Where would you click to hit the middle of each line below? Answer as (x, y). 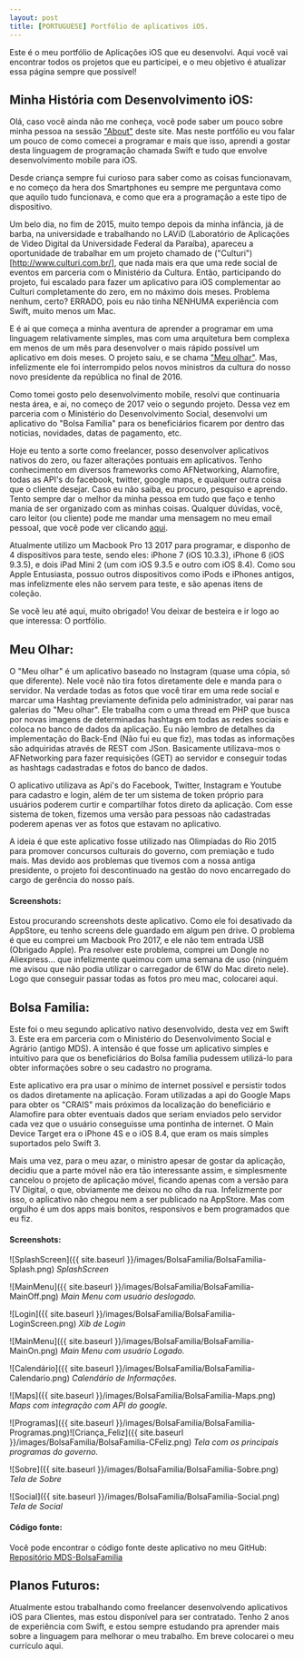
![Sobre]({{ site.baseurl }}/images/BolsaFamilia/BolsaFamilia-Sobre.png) (144, 1469)
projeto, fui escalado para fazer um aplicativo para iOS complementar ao (145, 282)
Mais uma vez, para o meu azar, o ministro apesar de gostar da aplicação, (147, 1161)
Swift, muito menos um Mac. (63, 311)
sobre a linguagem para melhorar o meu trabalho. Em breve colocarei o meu (152, 1636)
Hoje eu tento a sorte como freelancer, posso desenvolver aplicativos (139, 451)
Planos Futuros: (55, 1585)
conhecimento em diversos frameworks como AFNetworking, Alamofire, (144, 470)
